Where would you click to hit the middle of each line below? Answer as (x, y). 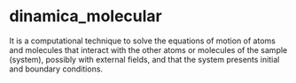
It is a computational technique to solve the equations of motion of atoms (143, 41)
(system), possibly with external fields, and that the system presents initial (144, 59)
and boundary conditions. (56, 69)
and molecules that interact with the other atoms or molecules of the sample (148, 49)
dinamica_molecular (86, 16)
